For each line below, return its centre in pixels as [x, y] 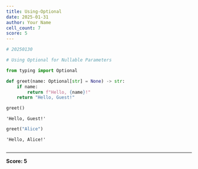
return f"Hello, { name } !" [59, 92]
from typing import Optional [42, 70]
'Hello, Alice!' [26, 140]
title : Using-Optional [34, 11]
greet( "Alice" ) [25, 129]
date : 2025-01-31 [27, 17]
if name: [27, 87]
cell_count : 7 [24, 28]
